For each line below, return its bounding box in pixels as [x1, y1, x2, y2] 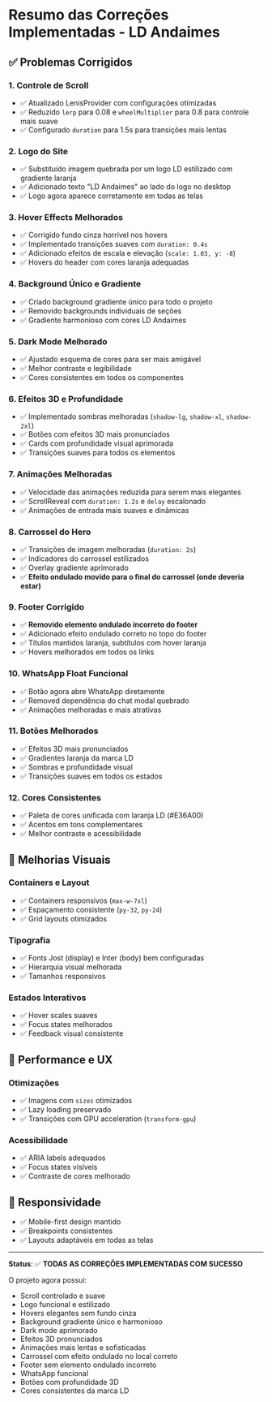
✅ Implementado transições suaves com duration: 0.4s [19, 239, 208, 249]
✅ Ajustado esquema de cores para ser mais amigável [19, 355, 202, 365]
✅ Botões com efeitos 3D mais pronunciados [19, 429, 170, 439]
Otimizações [8, 1077, 59, 1089]
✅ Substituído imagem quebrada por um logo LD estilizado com [19, 164, 233, 174]
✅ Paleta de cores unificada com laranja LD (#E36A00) [19, 810, 204, 821]
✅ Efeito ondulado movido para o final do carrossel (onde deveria [19, 572, 244, 581]
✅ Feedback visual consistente [19, 1029, 124, 1038]
